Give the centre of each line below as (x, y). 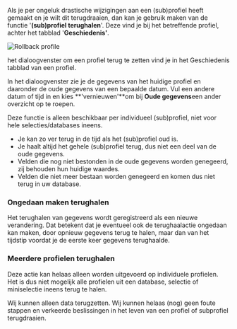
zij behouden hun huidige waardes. (68, 169)
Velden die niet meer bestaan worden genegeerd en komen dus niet (116, 177)
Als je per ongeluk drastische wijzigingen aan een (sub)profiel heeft (105, 10)
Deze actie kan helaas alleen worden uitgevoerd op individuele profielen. (113, 274)
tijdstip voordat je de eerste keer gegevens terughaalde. (89, 241)
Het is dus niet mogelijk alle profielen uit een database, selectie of (103, 282)
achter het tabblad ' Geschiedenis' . (58, 33)
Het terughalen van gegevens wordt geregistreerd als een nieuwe (103, 218)
